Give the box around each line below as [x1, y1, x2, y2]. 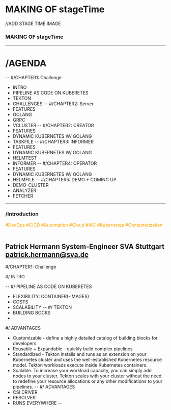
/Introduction [5, 210, 39, 218]
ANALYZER [12, 187, 37, 194]
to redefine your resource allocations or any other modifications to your [12, 378, 163, 384]
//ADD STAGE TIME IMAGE [5, 20, 61, 27]
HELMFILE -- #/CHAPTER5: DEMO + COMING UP [12, 177, 117, 183]
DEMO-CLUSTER [12, 182, 49, 188]
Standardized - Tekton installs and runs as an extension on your [12, 351, 147, 357]
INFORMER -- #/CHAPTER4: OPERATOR [12, 160, 97, 166]
